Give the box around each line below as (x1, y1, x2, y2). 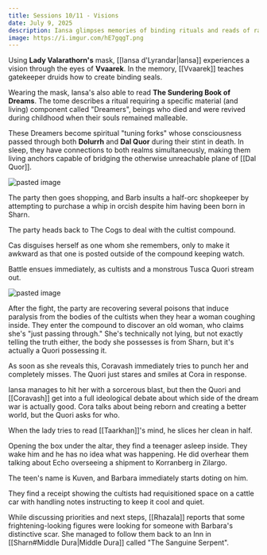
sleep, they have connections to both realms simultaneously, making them (8, 145, 251, 155)
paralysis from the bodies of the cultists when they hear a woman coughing (8, 312, 256, 322)
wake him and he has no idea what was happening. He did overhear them (8, 449, 249, 459)
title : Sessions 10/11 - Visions (8, 11, 119, 20)
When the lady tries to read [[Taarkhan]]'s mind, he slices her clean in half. (8, 426, 253, 435)
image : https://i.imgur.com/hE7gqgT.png (8, 33, 145, 42)
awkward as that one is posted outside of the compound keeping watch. (8, 249, 245, 259)
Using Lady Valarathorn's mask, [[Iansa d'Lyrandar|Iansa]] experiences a (8, 56, 250, 65)
